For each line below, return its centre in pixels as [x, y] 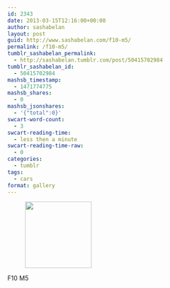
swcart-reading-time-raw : [45, 146]
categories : [25, 159]
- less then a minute [46, 139]
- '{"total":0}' [38, 113]
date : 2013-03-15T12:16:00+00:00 [57, 21]
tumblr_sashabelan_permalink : [52, 54]
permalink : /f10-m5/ [38, 47]
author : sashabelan [36, 27]
